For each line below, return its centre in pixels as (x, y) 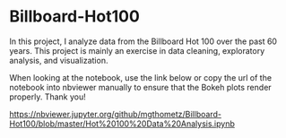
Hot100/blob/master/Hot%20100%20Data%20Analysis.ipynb (122, 124)
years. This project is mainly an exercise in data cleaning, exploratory (137, 50)
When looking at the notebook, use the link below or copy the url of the (140, 77)
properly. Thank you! (48, 97)
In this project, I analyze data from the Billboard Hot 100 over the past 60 (143, 41)
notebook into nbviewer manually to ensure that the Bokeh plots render (140, 87)
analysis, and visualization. (59, 60)
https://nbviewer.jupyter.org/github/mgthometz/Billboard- (116, 114)
